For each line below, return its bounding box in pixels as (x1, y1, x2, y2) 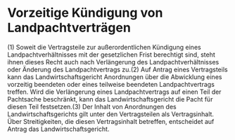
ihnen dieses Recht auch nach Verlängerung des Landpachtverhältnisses (7, 57, 220, 66)
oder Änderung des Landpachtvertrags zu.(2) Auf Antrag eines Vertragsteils (7, 65, 228, 73)
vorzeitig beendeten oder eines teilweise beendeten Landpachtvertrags (7, 80, 215, 88)
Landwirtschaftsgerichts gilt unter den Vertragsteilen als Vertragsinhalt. (7, 110, 215, 118)
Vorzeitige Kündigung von (7, 5, 163, 21)
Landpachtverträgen (7, 20, 132, 36)
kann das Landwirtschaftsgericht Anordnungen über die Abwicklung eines (7, 72, 222, 81)
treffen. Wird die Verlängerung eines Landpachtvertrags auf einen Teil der (7, 87, 222, 96)
